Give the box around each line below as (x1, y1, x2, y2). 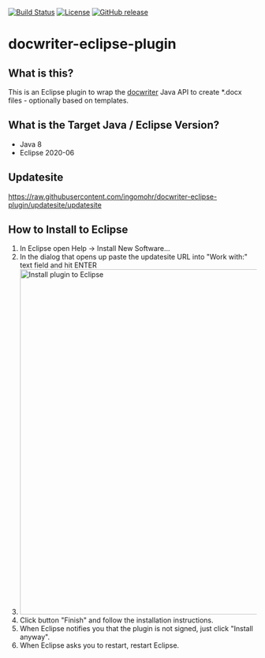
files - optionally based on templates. (8, 95, 129, 105)
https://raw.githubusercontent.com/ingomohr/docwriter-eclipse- (8, 192, 218, 201)
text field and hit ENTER (19, 260, 97, 270)
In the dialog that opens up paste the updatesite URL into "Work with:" (19, 252, 248, 262)
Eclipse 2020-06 (19, 148, 75, 157)
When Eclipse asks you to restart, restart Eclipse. (19, 641, 180, 650)
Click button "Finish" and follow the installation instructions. (19, 615, 214, 625)
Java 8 (19, 139, 42, 149)
